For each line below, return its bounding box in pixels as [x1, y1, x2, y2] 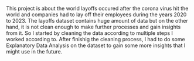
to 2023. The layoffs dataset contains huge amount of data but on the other [6, 17, 189, 24]
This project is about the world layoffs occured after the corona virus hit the [6, 5, 189, 12]
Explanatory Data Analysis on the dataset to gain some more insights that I [6, 42, 186, 49]
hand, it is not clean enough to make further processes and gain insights [6, 23, 181, 30]
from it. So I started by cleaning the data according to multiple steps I [6, 30, 173, 37]
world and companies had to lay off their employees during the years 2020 [6, 11, 187, 18]
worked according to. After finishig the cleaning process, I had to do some [6, 36, 186, 42]
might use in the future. [6, 48, 63, 55]
